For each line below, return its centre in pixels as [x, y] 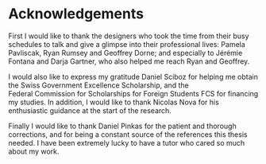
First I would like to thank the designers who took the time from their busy [129, 36]
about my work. [34, 151]
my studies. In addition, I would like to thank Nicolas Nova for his [114, 102]
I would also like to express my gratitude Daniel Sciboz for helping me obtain [133, 76]
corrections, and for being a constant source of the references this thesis [128, 134]
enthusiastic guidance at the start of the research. [90, 110]
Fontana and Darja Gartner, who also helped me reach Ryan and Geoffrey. [129, 61]
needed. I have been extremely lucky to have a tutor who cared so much [127, 143]
